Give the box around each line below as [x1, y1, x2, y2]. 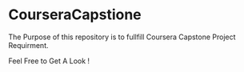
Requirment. [8, 40, 50, 50]
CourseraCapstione [8, 6, 142, 24]
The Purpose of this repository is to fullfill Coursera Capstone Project [8, 32, 236, 42]
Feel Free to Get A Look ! [8, 56, 90, 66]
